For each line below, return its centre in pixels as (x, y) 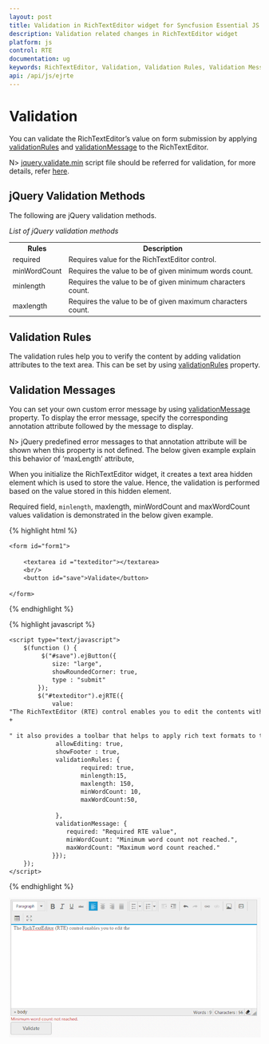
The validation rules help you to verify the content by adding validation (125, 356)
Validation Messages (63, 390)
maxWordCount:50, (109, 800)
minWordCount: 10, (111, 792)
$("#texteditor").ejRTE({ (81, 696)
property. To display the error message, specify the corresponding (119, 418)
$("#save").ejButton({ (79, 656)
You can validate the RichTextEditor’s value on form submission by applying (133, 138)
